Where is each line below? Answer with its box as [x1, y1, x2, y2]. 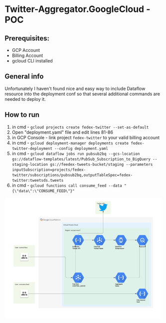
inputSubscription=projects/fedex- [11, 167, 86, 172]
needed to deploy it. [4, 96, 46, 102]
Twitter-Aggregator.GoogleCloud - [4, 3, 151, 15]
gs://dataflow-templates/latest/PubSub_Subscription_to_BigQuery [11, 156, 151, 162]
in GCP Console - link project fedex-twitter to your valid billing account [11, 134, 160, 140]
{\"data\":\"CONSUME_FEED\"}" [11, 188, 75, 193]
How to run [4, 111, 40, 119]
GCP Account [11, 47, 40, 53]
